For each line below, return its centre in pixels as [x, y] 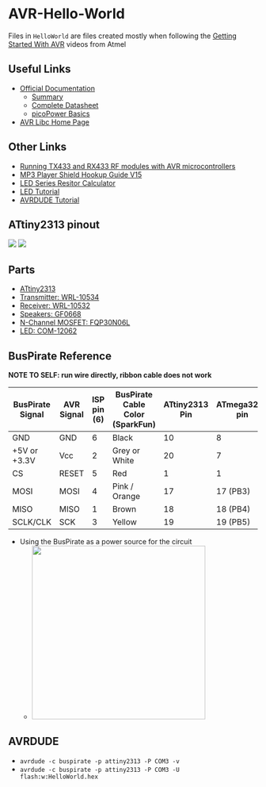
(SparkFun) [134, 424]
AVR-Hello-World [66, 14]
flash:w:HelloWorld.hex [59, 777]
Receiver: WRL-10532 [55, 305]
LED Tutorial [40, 191]
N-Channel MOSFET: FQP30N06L [75, 323]
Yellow [124, 522]
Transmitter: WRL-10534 [59, 298]
